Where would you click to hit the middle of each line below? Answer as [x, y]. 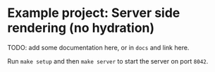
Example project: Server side [94, 13]
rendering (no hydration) [81, 28]
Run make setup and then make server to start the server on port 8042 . [108, 61]
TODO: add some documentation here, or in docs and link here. [98, 47]
